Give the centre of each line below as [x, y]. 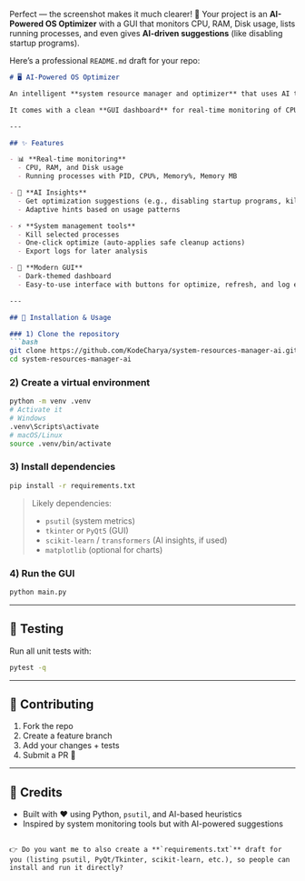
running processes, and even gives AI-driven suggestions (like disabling [146, 33]
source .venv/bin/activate [60, 444]
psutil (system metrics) [90, 521]
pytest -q [28, 667]
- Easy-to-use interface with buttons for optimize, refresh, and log [154, 285]
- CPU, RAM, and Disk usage [71, 168]
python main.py [38, 592]
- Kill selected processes [69, 235]
